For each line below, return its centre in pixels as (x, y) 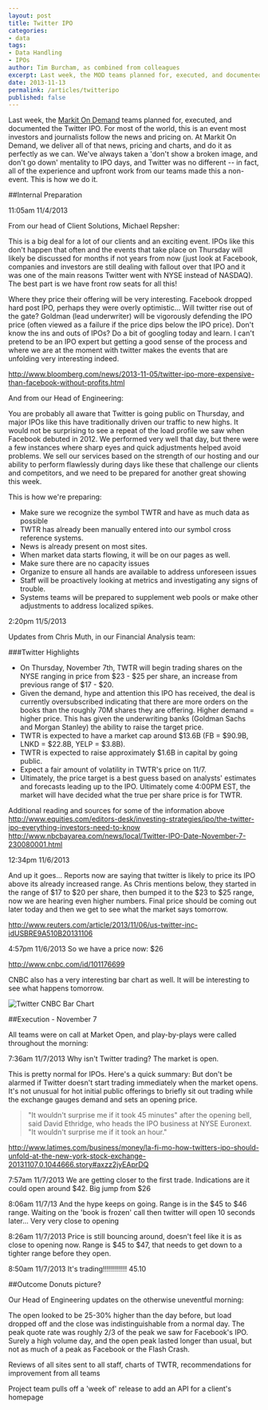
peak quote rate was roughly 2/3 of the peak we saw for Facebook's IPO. (128, 1333)
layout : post (30, 16)
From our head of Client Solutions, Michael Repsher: (94, 226)
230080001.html (35, 844)
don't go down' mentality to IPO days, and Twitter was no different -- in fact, (134, 163)
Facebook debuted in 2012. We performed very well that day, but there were (134, 439)
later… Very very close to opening (64, 1221)
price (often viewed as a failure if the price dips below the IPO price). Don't (131, 325)
